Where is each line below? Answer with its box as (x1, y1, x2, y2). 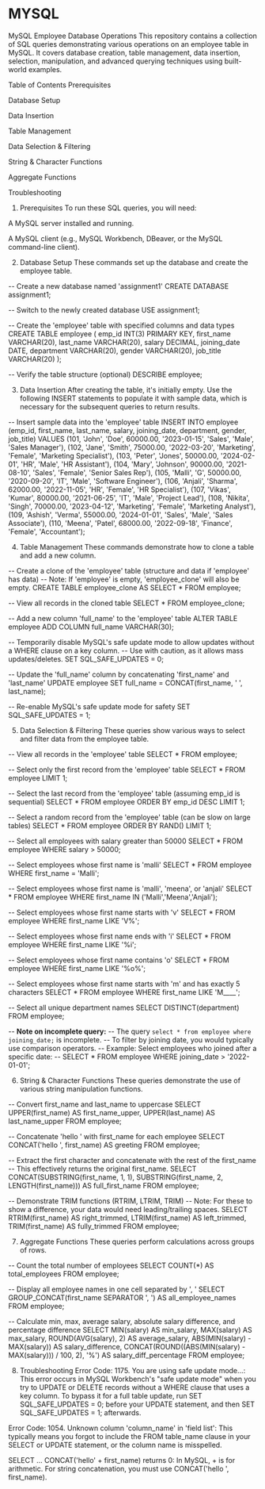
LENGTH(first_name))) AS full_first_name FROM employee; (8, 1180, 199, 1190)
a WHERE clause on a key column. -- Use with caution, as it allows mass (8, 646, 244, 655)
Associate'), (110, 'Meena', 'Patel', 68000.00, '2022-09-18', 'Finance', (8, 518, 233, 528)
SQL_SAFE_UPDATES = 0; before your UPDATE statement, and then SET (19, 1399, 256, 1409)
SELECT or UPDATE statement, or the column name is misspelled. (8, 1440, 223, 1449)
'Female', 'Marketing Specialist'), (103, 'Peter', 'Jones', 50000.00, (8, 451, 219, 460)
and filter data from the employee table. (19, 734, 150, 743)
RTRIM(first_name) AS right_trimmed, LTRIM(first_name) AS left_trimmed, (8, 1213, 247, 1222)
